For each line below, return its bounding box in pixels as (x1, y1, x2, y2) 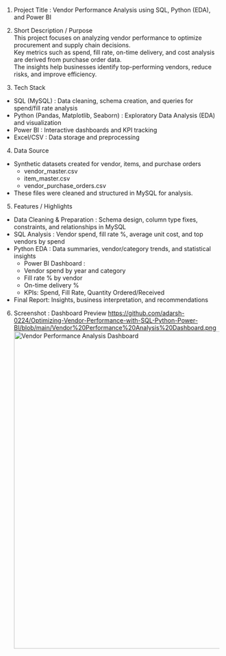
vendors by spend (13, 237, 65, 246)
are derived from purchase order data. (13, 56, 122, 64)
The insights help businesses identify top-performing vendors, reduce (13, 63, 212, 71)
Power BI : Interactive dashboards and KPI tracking (13, 126, 158, 134)
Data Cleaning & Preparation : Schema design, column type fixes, (13, 215, 199, 224)
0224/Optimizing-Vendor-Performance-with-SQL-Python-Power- (13, 316, 199, 325)
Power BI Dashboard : (23, 259, 86, 267)
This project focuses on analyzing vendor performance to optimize (13, 34, 202, 42)
